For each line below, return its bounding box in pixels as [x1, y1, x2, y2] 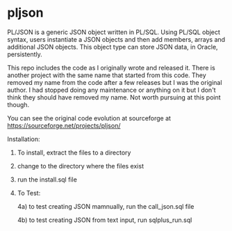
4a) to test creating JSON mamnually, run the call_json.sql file [17, 202, 194, 210]
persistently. [7, 50, 43, 58]
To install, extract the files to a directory [17, 148, 131, 157]
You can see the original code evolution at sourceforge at [7, 113, 172, 122]
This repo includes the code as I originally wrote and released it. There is [7, 63, 215, 72]
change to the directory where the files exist [17, 161, 144, 170]
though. [7, 100, 30, 109]
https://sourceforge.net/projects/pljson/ [7, 121, 121, 129]
